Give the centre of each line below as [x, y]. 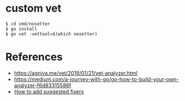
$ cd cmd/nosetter [28, 24]
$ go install [21, 29]
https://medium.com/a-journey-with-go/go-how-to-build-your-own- [96, 79]
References [34, 57]
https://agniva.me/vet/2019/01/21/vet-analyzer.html [76, 73]
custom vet [34, 8]
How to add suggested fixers [49, 91]
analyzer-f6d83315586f [42, 85]
